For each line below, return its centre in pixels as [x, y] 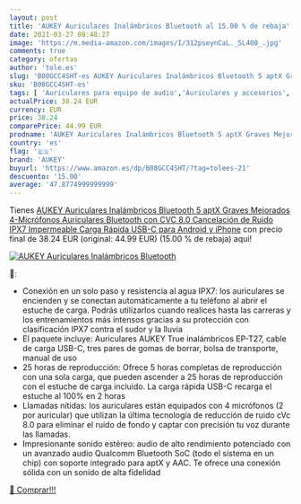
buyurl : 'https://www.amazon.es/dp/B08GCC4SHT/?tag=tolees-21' [130, 168]
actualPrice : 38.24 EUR [54, 101]
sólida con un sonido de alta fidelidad [91, 473]
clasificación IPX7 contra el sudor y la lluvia [103, 330]
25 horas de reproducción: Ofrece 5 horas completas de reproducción [152, 367]
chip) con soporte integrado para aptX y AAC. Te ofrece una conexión [151, 463]
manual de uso [50, 358]
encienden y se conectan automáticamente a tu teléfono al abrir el [144, 301]
